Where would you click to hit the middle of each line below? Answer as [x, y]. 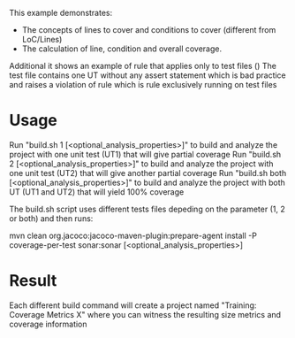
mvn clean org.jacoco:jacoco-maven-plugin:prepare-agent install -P [133, 235]
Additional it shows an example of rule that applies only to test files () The [143, 66]
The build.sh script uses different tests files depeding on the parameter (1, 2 [147, 209]
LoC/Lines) [42, 39]
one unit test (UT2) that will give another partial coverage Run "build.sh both [148, 173]
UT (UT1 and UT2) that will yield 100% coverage [97, 192]
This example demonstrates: [61, 13]
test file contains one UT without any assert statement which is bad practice [148, 75]
